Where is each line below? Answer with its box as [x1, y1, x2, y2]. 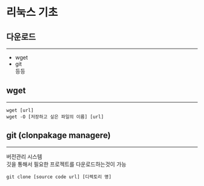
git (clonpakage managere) [6, 130, 111, 140]
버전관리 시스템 [6, 153, 42, 160]
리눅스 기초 [6, 5, 58, 19]
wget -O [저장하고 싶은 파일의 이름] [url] [6, 114, 104, 120]
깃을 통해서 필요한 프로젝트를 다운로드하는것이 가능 [6, 160, 126, 168]
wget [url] [6, 107, 34, 113]
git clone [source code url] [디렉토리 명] [6, 174, 112, 180]
